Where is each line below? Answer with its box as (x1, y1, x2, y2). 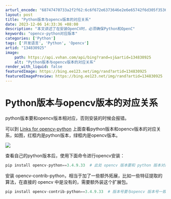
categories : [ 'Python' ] (5, 36, 56, 41)
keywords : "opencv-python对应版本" (5, 31, 78, 36)
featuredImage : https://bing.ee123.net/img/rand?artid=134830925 (5, 69, 147, 74)
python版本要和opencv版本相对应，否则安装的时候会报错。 (5, 115, 129, 121)
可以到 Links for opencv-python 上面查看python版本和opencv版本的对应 (5, 126, 157, 132)
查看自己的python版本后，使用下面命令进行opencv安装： (5, 152, 125, 158)
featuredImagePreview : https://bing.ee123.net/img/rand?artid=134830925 (5, 74, 163, 79)
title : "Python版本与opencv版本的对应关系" (5, 17, 92, 22)
